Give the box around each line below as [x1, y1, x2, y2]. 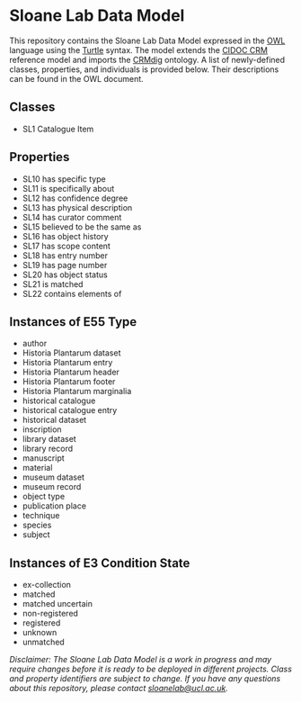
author [22, 338, 48, 349]
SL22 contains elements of [22, 288, 122, 299]
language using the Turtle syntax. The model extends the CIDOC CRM [9, 44, 268, 55]
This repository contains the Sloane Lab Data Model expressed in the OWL [9, 35, 286, 46]
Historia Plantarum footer [22, 376, 116, 387]
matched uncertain [22, 598, 93, 609]
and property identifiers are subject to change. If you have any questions [9, 673, 281, 684]
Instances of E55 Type [9, 314, 137, 329]
